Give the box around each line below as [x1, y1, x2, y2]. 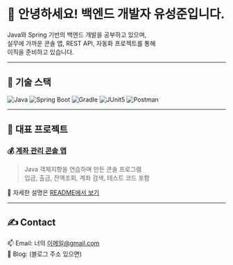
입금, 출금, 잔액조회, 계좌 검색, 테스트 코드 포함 [24, 174, 150, 182]
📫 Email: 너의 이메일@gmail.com [7, 239, 100, 248]
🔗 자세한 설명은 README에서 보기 [7, 188, 99, 197]
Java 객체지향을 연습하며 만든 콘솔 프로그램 [24, 165, 142, 174]
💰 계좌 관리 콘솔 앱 [7, 146, 67, 156]
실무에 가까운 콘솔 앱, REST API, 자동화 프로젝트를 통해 [7, 39, 156, 47]
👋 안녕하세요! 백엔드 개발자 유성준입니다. [7, 6, 225, 22]
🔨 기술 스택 [7, 77, 52, 89]
